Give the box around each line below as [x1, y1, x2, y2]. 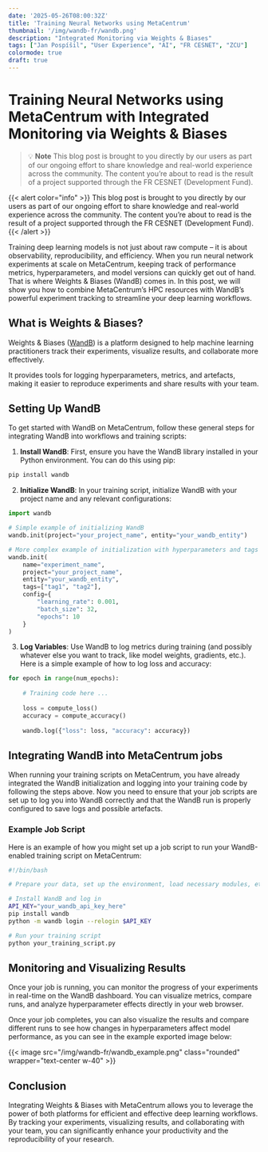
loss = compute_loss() [22, 704, 98, 712]
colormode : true [8, 49, 62, 57]
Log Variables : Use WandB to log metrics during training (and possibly [19, 642, 253, 652]
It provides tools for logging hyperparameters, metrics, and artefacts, [8, 370, 235, 380]
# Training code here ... [22, 690, 109, 698]
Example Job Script [8, 824, 85, 835]
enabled [8, 850, 35, 860]
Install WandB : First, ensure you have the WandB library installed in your [19, 447, 258, 457]
